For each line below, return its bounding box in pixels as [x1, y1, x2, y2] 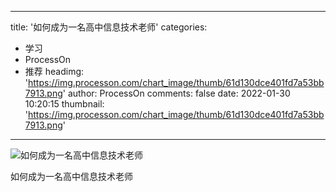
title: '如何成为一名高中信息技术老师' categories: [10, 21, 208, 33]
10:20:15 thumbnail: [24, 98, 105, 110]
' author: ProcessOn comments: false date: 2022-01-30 [62, 87, 291, 99]
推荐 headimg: [24, 66, 85, 77]
